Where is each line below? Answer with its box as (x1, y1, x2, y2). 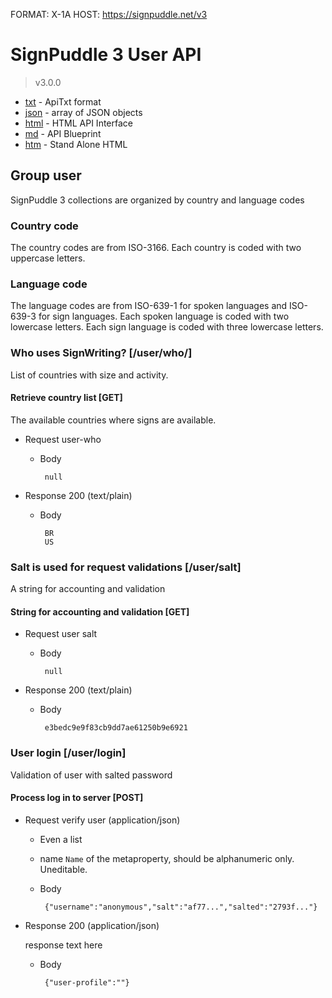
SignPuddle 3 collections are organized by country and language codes (10, 194, 305, 206)
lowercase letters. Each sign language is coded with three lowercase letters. (10, 321, 324, 333)
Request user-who (24, 433, 102, 445)
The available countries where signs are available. (10, 414, 217, 426)
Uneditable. (39, 863, 88, 875)
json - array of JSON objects (24, 106, 143, 118)
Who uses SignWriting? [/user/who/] (10, 346, 193, 360)
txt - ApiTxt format (24, 95, 102, 108)
